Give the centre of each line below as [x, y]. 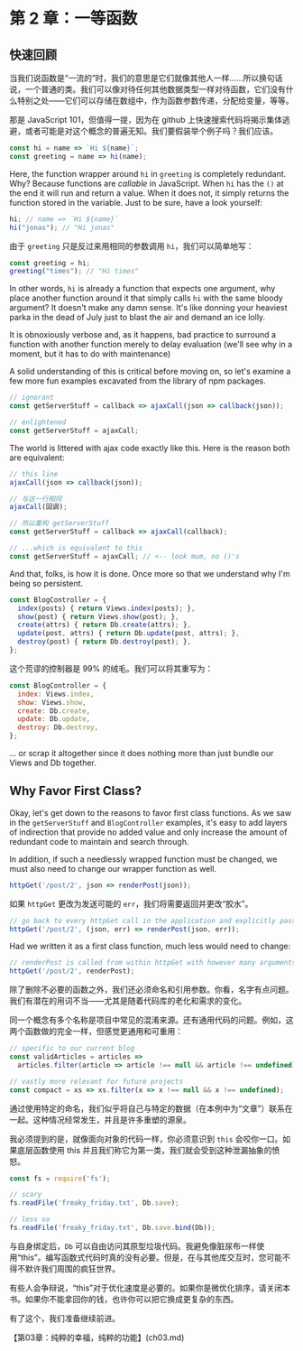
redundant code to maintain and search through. [99, 841]
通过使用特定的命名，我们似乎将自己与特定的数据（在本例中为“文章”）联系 [147, 1108]
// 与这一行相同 [36, 499]
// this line [34, 474]
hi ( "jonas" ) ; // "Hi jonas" [62, 227]
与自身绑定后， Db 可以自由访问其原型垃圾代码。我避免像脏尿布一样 [133, 1245]
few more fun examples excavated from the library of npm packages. [138, 381]
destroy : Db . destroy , [58, 727]
